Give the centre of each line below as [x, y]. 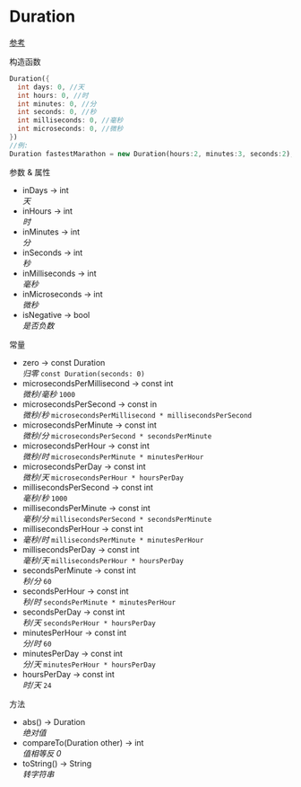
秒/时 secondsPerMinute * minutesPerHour [99, 601]
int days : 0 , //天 [51, 87]
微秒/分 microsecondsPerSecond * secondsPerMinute [117, 435]
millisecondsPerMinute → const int [86, 508]
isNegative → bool [56, 314]
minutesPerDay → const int [73, 653]
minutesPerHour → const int [74, 632]
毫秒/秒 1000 [45, 498]
